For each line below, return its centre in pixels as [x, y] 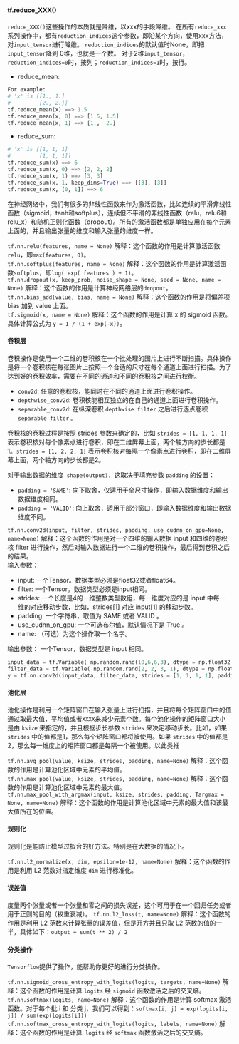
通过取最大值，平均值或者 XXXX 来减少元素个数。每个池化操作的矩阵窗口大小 [117, 718]
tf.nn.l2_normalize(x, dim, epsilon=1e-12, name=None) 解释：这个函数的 [116, 861]
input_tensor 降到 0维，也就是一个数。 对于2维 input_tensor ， [98, 53]
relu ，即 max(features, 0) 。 [49, 255]
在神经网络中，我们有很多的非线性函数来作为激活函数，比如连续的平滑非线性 [119, 204]
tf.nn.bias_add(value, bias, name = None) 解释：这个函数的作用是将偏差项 [119, 297]
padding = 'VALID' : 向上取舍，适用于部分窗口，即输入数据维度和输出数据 [124, 508]
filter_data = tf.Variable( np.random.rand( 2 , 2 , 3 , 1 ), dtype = [106, 669]
